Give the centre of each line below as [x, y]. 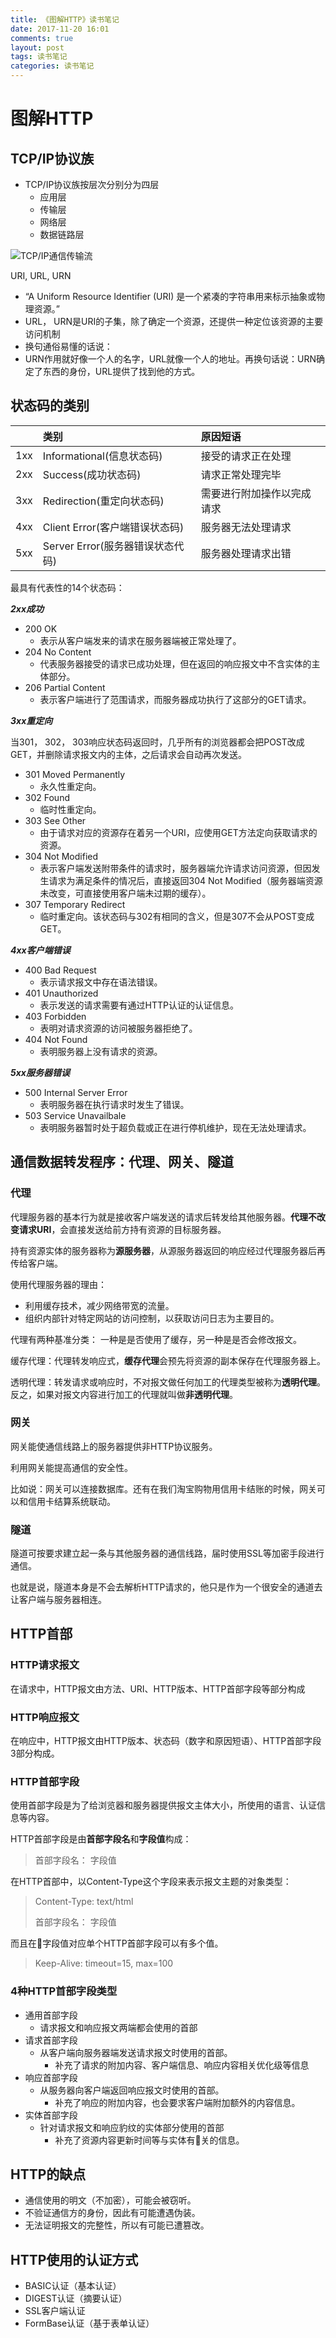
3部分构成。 [35, 1753]
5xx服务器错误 [40, 1072]
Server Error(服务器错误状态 [108, 546]
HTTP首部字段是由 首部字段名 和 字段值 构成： [101, 1839]
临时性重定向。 [70, 809]
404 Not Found [56, 1039]
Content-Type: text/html [84, 1902]
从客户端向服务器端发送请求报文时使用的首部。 [136, 2052]
